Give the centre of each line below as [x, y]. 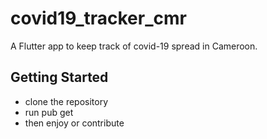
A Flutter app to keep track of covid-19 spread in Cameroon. [134, 46]
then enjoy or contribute [74, 123]
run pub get [49, 112]
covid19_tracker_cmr [98, 18]
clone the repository [66, 101]
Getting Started [59, 77]
